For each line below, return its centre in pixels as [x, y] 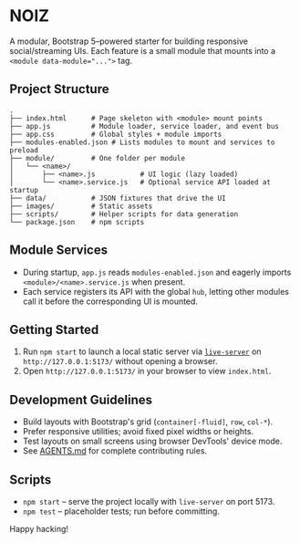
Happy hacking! [39, 529]
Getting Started [54, 329]
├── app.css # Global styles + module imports [116, 134]
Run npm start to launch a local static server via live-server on [142, 351]
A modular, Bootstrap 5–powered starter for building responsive [129, 41]
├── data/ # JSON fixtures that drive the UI [118, 198]
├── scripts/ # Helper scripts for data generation [124, 214]
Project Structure [59, 89]
